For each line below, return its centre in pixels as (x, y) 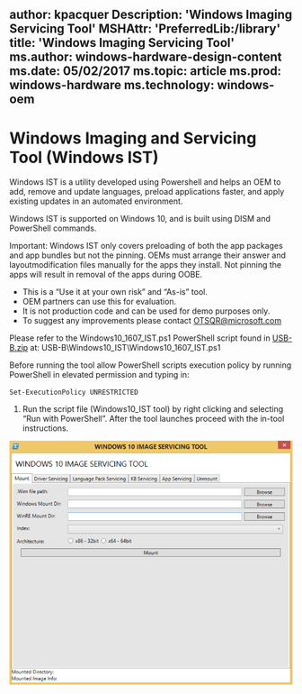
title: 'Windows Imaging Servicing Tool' (122, 43)
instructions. (45, 428)
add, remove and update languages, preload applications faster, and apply (147, 192)
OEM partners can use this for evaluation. (99, 302)
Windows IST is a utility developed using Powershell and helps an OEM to (145, 182)
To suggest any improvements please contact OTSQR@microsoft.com (152, 321)
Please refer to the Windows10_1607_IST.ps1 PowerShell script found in (140, 338)
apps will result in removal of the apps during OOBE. (106, 275)
